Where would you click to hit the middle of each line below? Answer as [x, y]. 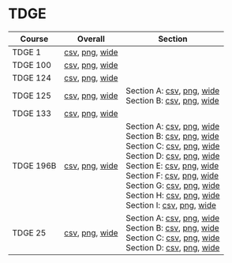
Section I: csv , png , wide [171, 205]
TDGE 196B [34, 165]
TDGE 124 [32, 77]
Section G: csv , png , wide [173, 185]
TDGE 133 [32, 113]
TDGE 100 [32, 65]
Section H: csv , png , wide [173, 195]
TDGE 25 [29, 232]
